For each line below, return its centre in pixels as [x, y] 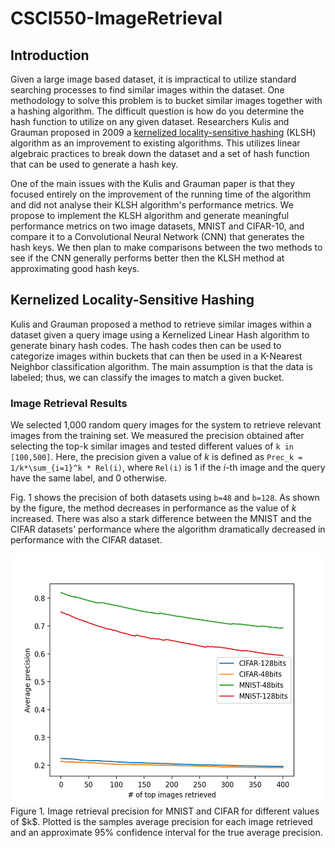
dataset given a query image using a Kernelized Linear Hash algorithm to [160, 334]
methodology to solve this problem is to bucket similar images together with [166, 100]
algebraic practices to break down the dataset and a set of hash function [160, 153]
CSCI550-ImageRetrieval [116, 18]
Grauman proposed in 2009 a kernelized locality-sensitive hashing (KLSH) [163, 132]
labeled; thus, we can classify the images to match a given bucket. [147, 377]
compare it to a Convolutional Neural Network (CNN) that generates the [157, 236]
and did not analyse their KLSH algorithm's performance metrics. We [152, 205]
